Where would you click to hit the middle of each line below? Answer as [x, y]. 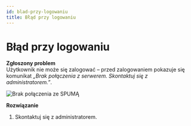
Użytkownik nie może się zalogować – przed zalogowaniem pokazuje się [95, 70]
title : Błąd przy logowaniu [41, 17]
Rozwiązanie [22, 106]
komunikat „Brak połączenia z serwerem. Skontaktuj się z [77, 76]
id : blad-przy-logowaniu [37, 12]
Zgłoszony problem [31, 63]
